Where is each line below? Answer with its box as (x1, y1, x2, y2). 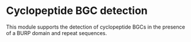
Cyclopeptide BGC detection (6, 4, 148, 17)
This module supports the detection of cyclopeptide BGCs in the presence (6, 23, 186, 30)
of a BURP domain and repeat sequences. (6, 29, 107, 36)
